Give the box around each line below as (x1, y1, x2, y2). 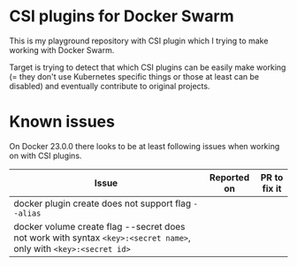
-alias (13, 208, 42, 218)
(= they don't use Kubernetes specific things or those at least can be (9, 71, 259, 81)
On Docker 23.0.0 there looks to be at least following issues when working (9, 141, 280, 151)
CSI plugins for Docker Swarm (9, 6, 234, 27)
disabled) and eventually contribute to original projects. (9, 80, 210, 91)
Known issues (9, 112, 115, 132)
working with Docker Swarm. (9, 44, 115, 55)
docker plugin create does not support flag (13, 197, 192, 209)
